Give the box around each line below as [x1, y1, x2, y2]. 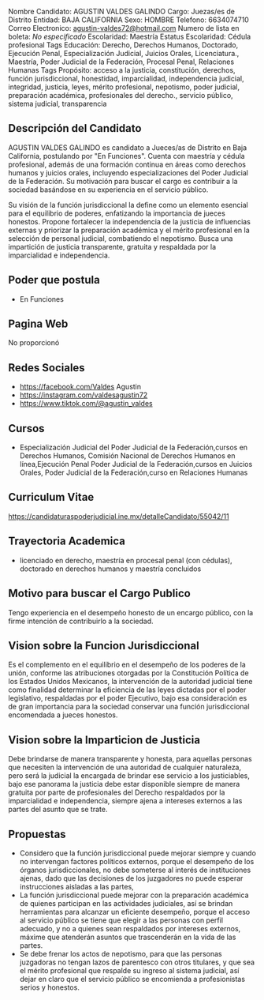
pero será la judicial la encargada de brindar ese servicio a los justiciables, [8, 771, 250, 780]
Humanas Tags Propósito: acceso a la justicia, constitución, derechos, [8, 66, 236, 74]
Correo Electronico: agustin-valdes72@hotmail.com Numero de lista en [8, 24, 240, 32]
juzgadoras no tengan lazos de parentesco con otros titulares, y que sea [19, 957, 255, 967]
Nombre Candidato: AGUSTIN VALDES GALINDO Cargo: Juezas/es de [8, 7, 235, 16]
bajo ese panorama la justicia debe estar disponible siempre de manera [8, 780, 240, 789]
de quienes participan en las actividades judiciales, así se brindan [19, 898, 233, 908]
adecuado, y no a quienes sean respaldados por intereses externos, [19, 923, 241, 933]
